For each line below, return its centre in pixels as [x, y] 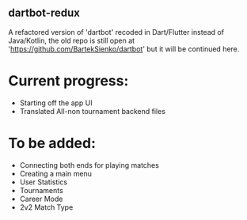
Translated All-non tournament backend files [93, 111]
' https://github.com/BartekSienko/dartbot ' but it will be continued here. [124, 49]
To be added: [52, 143]
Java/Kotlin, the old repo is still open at [72, 40]
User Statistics [44, 182]
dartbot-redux [44, 13]
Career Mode [41, 199]
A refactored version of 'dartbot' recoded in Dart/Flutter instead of [116, 32]
